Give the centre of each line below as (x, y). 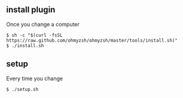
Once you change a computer (43, 24)
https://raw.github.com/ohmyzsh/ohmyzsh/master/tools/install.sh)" (92, 40)
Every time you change (35, 78)
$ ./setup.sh (22, 89)
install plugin (31, 10)
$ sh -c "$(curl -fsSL (34, 35)
